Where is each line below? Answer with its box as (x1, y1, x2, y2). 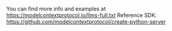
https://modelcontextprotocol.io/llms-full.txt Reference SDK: (6, 12, 157, 19)
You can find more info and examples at (6, 5, 106, 12)
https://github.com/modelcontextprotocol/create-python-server (6, 18, 166, 25)
